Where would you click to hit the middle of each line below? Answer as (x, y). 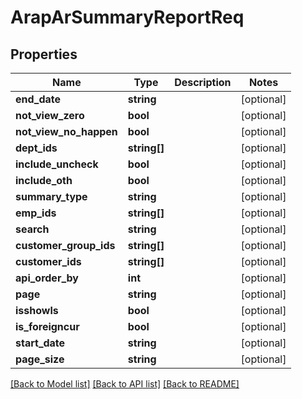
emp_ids (36, 213)
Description (203, 82)
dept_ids (36, 148)
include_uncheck (57, 164)
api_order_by (47, 278)
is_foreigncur (47, 326)
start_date (40, 343)
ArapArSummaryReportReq (127, 17)
